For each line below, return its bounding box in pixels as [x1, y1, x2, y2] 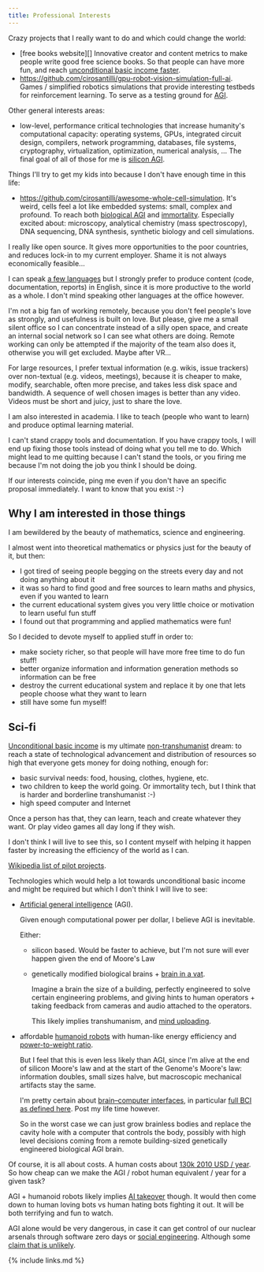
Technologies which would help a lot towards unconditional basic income [8, 876, 246, 886]
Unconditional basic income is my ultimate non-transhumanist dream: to [8, 741, 242, 751]
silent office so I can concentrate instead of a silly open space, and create [8, 322, 248, 332]
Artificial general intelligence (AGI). [19, 899, 133, 910]
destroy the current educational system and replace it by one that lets [19, 681, 246, 690]
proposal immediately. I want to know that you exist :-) [8, 484, 184, 493]
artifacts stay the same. [19, 1081, 96, 1090]
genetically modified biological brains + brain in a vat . [31, 970, 206, 979]
